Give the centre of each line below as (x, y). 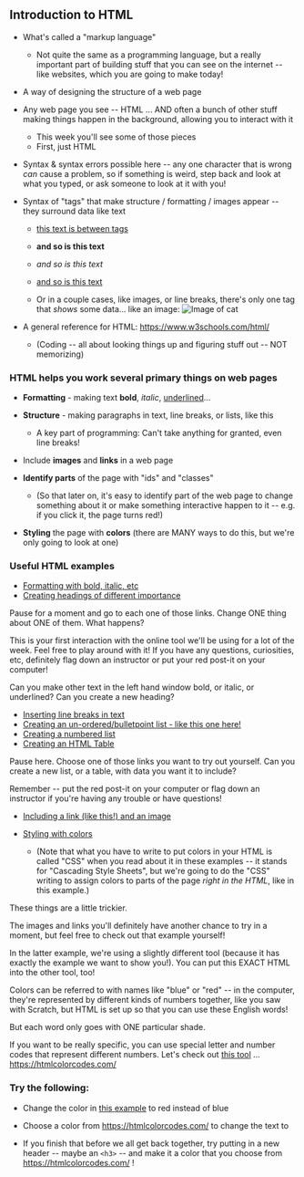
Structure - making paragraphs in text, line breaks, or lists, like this (148, 415)
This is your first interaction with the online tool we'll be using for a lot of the (152, 641)
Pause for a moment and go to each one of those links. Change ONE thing (148, 613)
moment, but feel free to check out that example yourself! (117, 935)
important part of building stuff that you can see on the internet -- (159, 64)
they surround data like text (74, 211)
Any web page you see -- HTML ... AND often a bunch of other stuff (150, 109)
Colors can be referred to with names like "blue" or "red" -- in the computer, (152, 990)
